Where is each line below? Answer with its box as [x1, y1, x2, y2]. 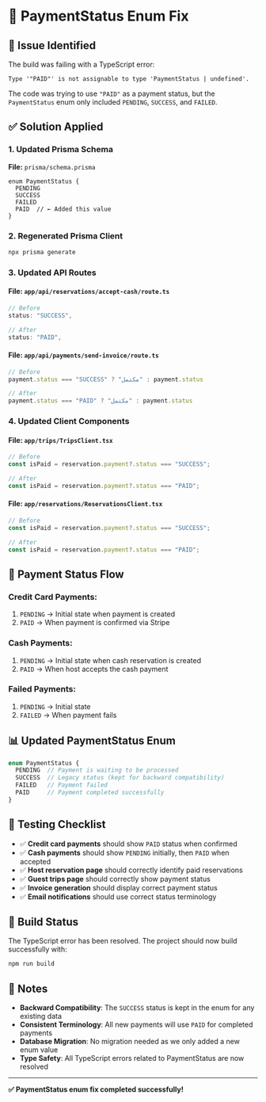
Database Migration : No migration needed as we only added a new [19, 1037, 240, 1047]
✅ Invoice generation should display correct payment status [19, 883, 218, 892]
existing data [19, 1012, 62, 1021]
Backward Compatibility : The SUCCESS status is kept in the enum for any [19, 1003, 255, 1012]
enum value [19, 1045, 59, 1054]
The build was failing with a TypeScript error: [8, 59, 155, 69]
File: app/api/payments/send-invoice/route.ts [8, 350, 160, 360]
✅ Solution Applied [8, 120, 104, 134]
